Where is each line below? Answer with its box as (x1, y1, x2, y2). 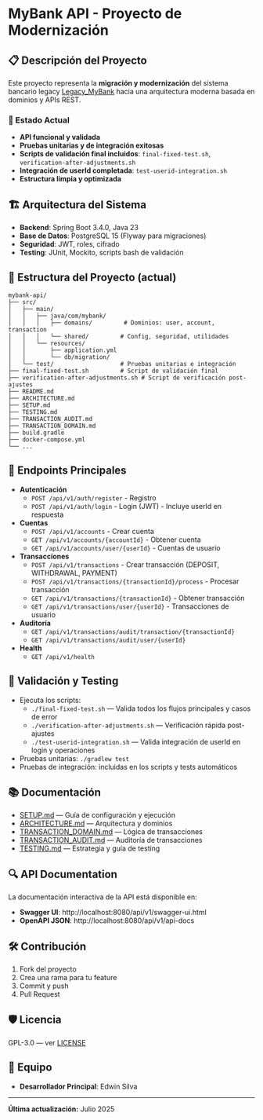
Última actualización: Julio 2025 (8, 1104, 115, 1114)
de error (31, 712, 58, 721)
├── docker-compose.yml (8, 435, 86, 444)
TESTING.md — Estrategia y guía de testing (19, 844, 160, 853)
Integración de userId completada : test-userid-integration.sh (19, 166, 228, 175)
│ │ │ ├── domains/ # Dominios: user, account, (8, 319, 215, 327)
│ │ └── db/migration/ (8, 353, 110, 361)
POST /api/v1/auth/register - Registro (31, 492, 157, 503)
